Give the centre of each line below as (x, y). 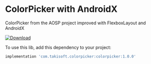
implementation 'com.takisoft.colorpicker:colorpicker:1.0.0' (71, 56)
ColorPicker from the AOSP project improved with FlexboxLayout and (75, 23)
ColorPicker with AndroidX (61, 9)
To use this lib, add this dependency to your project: (58, 47)
